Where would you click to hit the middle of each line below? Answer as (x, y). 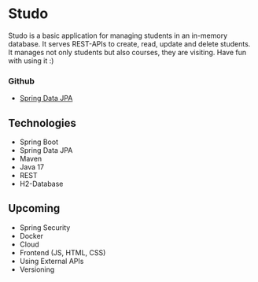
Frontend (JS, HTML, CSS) (63, 252)
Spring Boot (39, 142)
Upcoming (34, 208)
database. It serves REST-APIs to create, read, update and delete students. (129, 43)
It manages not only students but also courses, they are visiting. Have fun (127, 52)
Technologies (42, 123)
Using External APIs (52, 261)
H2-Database (41, 184)
